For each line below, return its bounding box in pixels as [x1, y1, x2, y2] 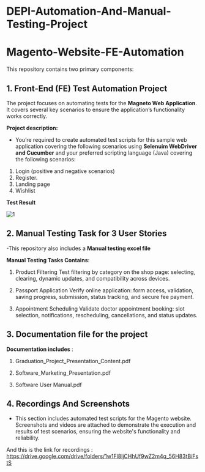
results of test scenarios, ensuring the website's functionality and [15, 428, 181, 435]
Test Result [6, 199, 35, 206]
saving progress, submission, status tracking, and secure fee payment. [15, 293, 195, 300]
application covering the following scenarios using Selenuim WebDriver [15, 142, 198, 150]
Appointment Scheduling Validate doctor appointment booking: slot [15, 304, 185, 312]
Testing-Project [6, 17, 88, 31]
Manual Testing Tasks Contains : [6, 256, 90, 264]
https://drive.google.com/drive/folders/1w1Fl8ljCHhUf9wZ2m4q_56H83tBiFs [6, 452, 199, 460]
